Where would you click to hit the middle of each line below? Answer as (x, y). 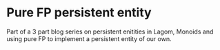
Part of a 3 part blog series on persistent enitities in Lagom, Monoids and (110, 32)
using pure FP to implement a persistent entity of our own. (89, 38)
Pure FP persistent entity (79, 13)
